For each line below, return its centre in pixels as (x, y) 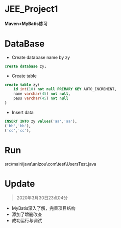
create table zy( (22, 85)
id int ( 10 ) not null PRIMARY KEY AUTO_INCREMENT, (65, 89)
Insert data (23, 112)
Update (20, 184)
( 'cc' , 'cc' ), (18, 130)
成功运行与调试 (27, 221)
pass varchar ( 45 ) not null (41, 99)
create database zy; (26, 66)
